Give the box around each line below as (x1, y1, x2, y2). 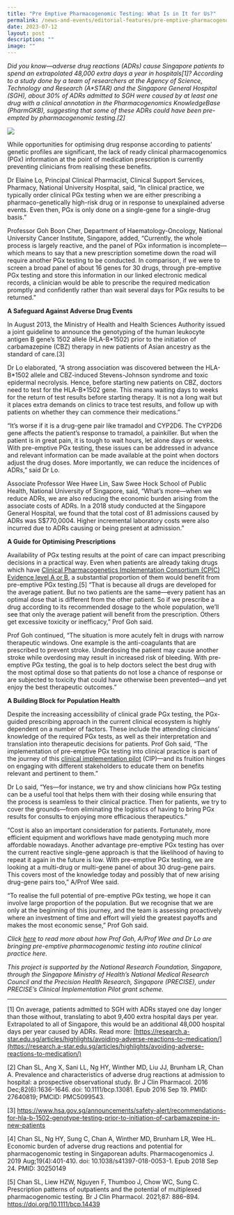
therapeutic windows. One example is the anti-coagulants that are (7, 639, 196, 647)
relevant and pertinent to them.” (7, 769, 99, 778)
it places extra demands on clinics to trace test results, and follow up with (7, 400, 219, 409)
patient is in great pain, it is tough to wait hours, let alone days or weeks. (7, 437, 215, 444)
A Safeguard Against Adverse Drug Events (7, 307, 133, 315)
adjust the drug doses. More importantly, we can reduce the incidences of (7, 458, 220, 467)
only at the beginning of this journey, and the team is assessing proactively (7, 906, 222, 914)
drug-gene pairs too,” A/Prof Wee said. (7, 878, 120, 886)
